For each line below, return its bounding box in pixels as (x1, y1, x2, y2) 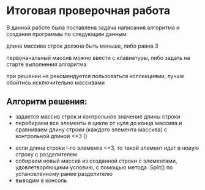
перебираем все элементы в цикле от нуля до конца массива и (15, 119, 182, 126)
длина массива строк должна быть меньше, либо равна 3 (6, 42, 158, 49)
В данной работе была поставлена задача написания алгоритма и (6, 24, 180, 31)
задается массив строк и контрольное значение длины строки (15, 112, 181, 120)
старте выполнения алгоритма (6, 60, 87, 68)
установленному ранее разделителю (15, 170, 113, 177)
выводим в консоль (15, 177, 67, 184)
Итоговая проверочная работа (6, 4, 171, 18)
